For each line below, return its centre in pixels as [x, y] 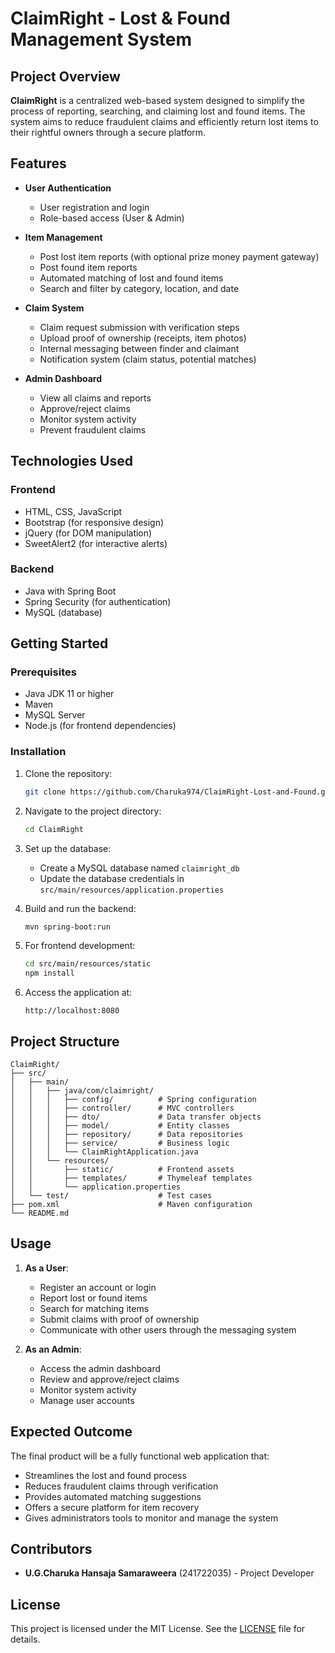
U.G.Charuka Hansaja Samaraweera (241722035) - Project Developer [169, 1573]
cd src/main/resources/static [88, 964]
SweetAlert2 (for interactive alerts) [96, 543]
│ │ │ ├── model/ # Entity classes [120, 1125]
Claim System [54, 308]
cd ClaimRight [54, 829]
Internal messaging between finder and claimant [139, 348]
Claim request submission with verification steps [139, 327]
